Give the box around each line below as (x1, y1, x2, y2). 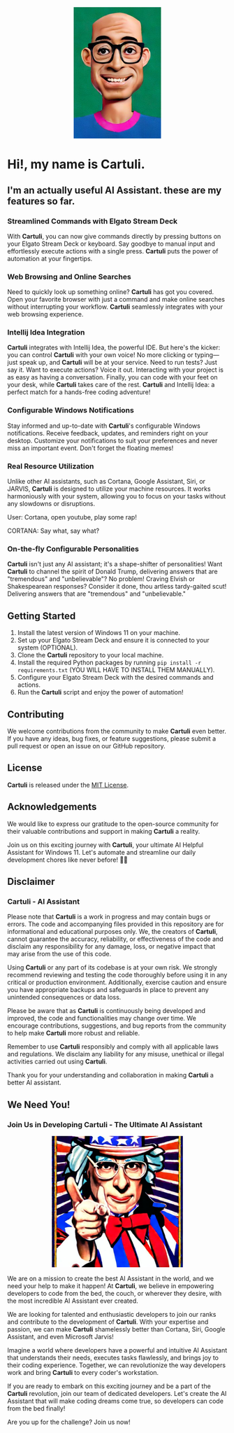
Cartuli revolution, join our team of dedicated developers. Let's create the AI (7, 1389, 227, 1397)
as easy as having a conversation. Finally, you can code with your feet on (7, 373, 218, 382)
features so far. (7, 195, 75, 207)
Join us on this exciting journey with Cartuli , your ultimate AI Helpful (7, 840, 204, 849)
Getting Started (7, 610, 76, 622)
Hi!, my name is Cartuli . (7, 157, 145, 172)
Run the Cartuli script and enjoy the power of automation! (17, 688, 184, 697)
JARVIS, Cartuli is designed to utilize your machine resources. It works (7, 484, 211, 493)
